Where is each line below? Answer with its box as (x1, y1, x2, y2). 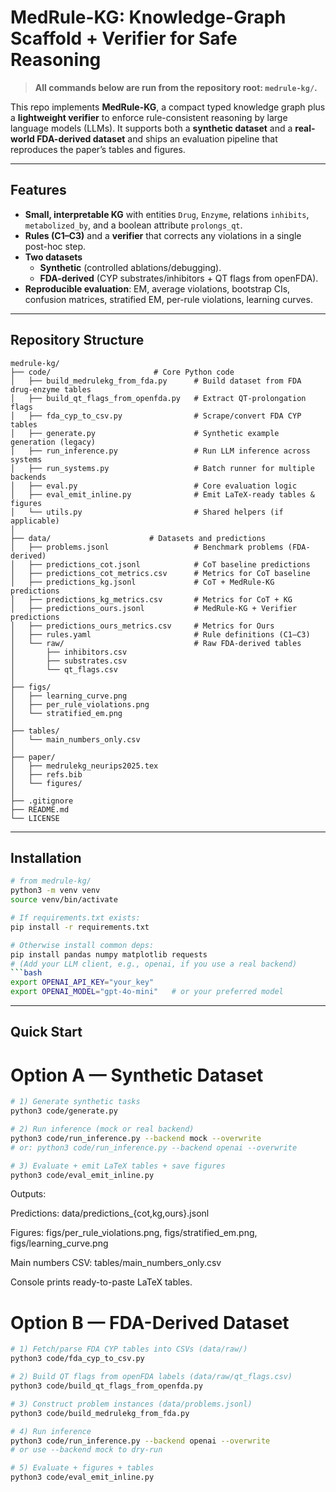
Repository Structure (10, 332, 145, 349)
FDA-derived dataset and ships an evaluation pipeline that (36, 132, 278, 145)
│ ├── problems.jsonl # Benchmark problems (10, 542, 284, 552)
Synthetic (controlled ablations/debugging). (39, 261, 222, 273)
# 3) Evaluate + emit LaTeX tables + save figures (10, 1161, 226, 1171)
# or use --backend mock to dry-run (10, 1445, 163, 1455)
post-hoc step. (24, 240, 87, 252)
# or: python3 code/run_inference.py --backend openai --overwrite (10, 1142, 298, 1153)
